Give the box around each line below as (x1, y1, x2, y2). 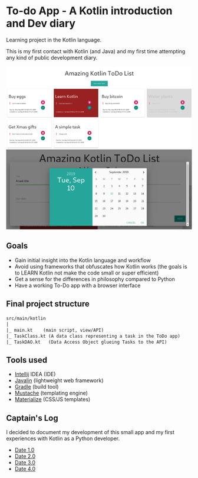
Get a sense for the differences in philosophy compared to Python (14, 275, 175, 282)
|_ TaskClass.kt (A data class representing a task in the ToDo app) (6, 333, 181, 339)
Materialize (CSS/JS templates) (14, 396, 91, 403)
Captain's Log (6, 413, 58, 423)
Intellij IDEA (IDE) (14, 371, 56, 378)
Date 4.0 (14, 466, 36, 473)
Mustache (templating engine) (14, 389, 88, 397)
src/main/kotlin (6, 315, 46, 321)
